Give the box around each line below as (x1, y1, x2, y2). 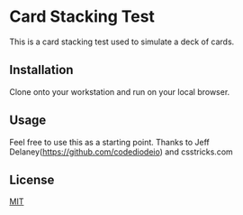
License (9, 172, 55, 187)
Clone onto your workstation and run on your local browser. (9, 86, 230, 97)
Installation (9, 62, 74, 78)
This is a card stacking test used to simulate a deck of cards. (9, 36, 235, 47)
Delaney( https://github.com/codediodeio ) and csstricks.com (9, 146, 234, 157)
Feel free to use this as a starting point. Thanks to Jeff (9, 136, 210, 147)
